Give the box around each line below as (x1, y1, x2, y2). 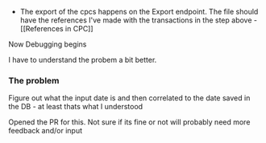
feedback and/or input (8, 126, 83, 136)
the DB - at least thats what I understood (8, 102, 143, 112)
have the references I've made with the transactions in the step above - (19, 15, 258, 25)
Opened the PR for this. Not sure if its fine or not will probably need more (8, 117, 251, 127)
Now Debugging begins (8, 39, 87, 49)
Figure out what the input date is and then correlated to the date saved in (8, 93, 251, 103)
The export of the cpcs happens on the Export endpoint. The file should (19, 7, 259, 16)
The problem (8, 75, 60, 86)
